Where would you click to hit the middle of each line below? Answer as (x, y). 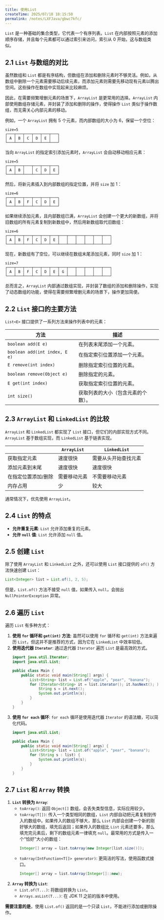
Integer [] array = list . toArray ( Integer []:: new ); (71, 874)
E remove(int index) (31, 365)
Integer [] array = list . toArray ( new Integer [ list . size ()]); (82, 848)
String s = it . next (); (61, 689)
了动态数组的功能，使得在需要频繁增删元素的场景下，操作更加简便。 (73, 292)
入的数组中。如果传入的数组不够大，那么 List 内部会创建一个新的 (85, 821)
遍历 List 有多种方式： (28, 626)
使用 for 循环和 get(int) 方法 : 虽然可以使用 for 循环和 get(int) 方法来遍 (85, 636)
